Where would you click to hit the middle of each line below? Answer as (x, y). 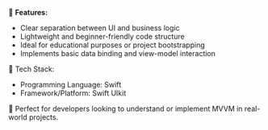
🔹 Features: (28, 12)
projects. (44, 117)
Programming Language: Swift (71, 85)
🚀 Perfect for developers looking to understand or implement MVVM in (126, 109)
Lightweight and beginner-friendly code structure (102, 37)
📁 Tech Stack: (31, 69)
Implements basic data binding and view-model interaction (118, 53)
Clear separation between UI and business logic (100, 28)
